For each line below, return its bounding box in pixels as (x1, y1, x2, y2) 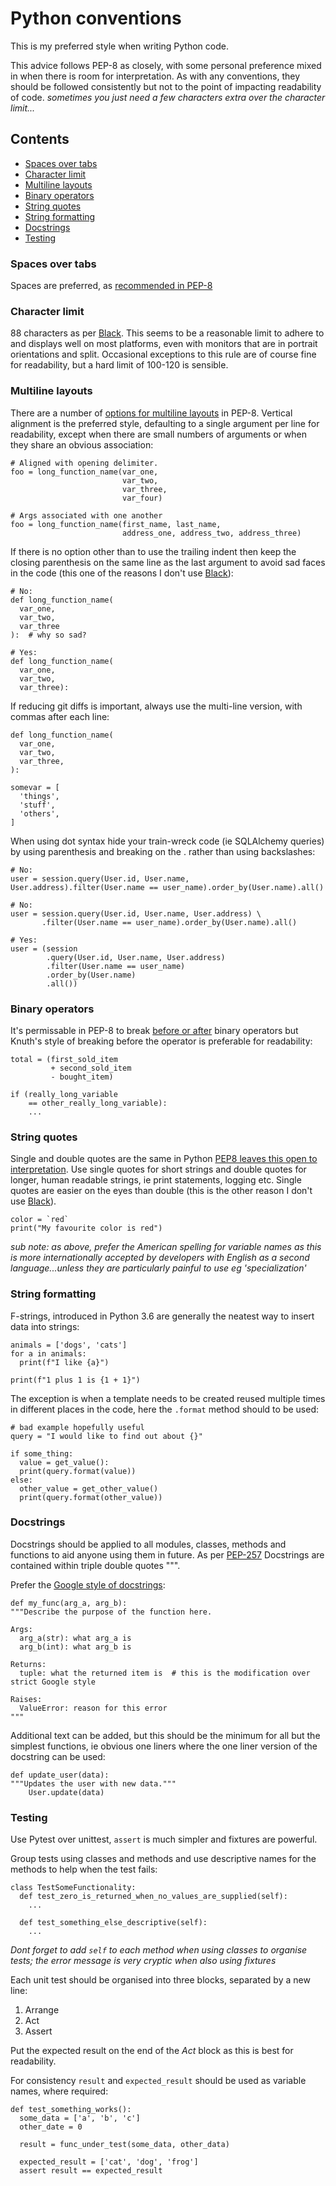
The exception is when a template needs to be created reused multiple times (10, 1392, 326, 1404)
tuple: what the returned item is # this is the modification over (19, 1668, 311, 1678)
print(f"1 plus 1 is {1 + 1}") (10, 1375, 141, 1385)
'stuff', (19, 800, 56, 810)
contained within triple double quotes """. (10, 1559, 181, 1571)
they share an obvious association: (10, 438, 154, 451)
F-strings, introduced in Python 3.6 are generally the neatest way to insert (10, 1310, 315, 1322)
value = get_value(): (19, 1457, 110, 1467)
